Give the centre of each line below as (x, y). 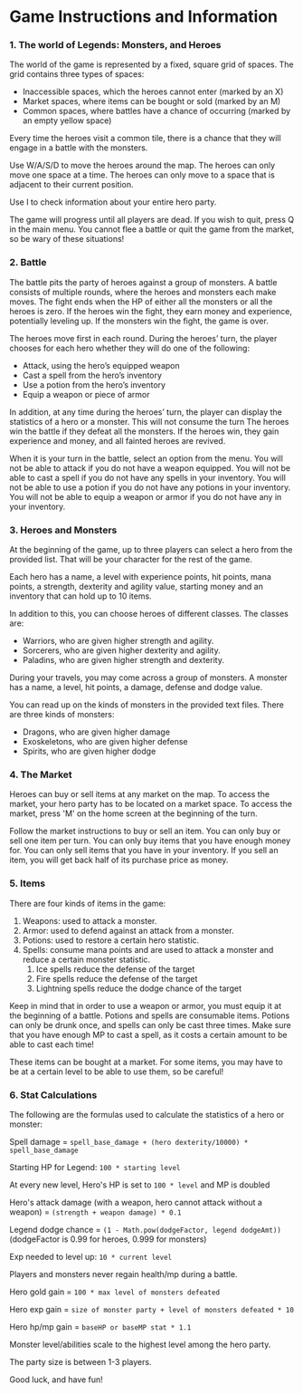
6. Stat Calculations (53, 1095)
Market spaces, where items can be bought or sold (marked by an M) (151, 101)
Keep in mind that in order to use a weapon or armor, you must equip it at (146, 1005)
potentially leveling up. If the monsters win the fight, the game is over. (139, 321)
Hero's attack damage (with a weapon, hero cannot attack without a (136, 1202)
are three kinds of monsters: (62, 715)
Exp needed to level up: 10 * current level (91, 1256)
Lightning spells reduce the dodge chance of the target (139, 988)
